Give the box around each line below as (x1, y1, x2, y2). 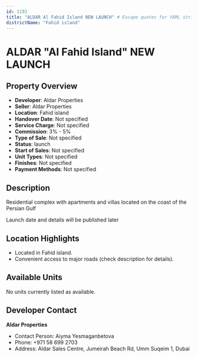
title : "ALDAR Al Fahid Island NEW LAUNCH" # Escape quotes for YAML (6, 14, 181, 20)
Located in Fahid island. (14, 249, 72, 256)
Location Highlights (6, 233, 80, 243)
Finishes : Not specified (14, 160, 72, 167)
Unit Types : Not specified (14, 153, 78, 160)
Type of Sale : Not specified (14, 134, 82, 142)
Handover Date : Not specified (14, 116, 88, 123)
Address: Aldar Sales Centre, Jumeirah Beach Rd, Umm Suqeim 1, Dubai (14, 345, 190, 352)
